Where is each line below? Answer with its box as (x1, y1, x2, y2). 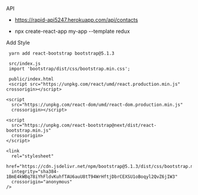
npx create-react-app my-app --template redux (14, 28, 130, 35)
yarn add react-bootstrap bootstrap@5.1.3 (8, 51, 115, 56)
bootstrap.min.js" (6, 127, 51, 133)
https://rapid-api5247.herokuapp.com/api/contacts (14, 16, 138, 23)
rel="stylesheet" (11, 153, 54, 159)
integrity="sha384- (11, 169, 60, 174)
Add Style (6, 39, 31, 46)
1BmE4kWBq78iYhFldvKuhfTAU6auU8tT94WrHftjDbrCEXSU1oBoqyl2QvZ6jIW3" (6, 174, 178, 180)
